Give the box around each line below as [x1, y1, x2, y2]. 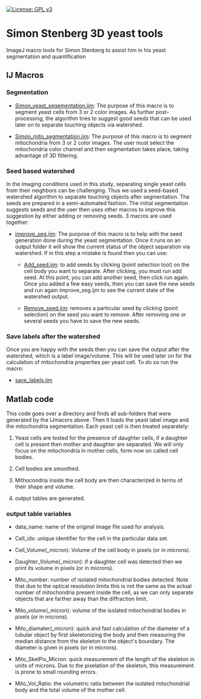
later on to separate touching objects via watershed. [14, 121, 144, 128]
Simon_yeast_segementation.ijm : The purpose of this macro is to [14, 102, 175, 109]
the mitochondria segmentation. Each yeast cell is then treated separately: [6, 423, 190, 430]
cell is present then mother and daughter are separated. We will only [14, 441, 184, 448]
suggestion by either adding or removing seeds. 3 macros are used [6, 212, 172, 219]
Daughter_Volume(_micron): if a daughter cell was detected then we [14, 558, 182, 565]
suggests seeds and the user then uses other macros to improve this [6, 206, 175, 213]
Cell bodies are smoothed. [14, 465, 80, 472]
